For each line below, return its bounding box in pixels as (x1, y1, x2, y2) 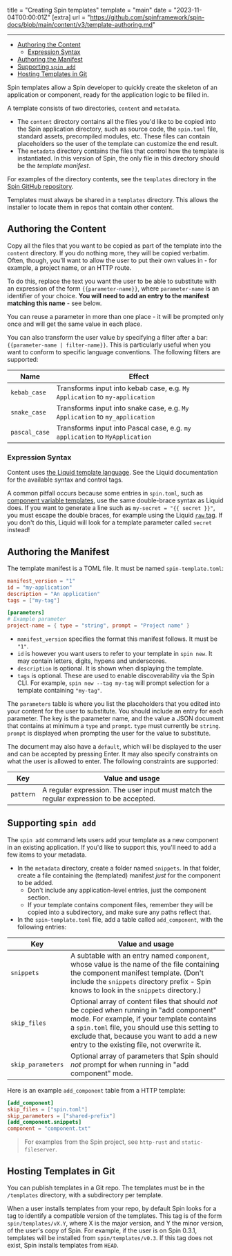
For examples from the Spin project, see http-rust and (23, 1138, 180, 1146)
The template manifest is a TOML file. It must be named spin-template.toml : (7, 564, 224, 572)
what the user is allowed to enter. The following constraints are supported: (7, 757, 219, 765)
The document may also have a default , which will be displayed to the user (7, 743, 222, 751)
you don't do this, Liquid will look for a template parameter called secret (7, 518, 212, 527)
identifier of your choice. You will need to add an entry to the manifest (7, 291, 209, 300)
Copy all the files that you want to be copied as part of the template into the (7, 242, 222, 250)
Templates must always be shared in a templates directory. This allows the (7, 196, 219, 203)
